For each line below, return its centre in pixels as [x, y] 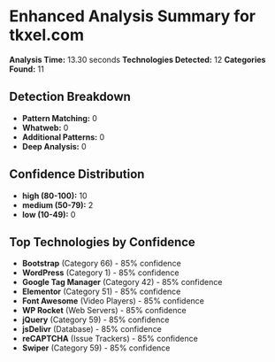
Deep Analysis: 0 [54, 146]
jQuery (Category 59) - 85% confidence [95, 320]
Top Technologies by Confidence [103, 242]
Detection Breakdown [70, 97]
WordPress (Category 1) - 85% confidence [100, 273]
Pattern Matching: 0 [59, 118]
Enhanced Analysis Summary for [133, 16]
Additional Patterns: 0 [63, 137]
